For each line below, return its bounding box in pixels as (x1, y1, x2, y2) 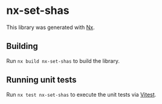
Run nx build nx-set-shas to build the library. (6, 57, 120, 64)
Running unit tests (6, 75, 77, 85)
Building (6, 41, 38, 51)
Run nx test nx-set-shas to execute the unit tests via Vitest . (6, 91, 157, 98)
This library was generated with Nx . (6, 24, 95, 31)
